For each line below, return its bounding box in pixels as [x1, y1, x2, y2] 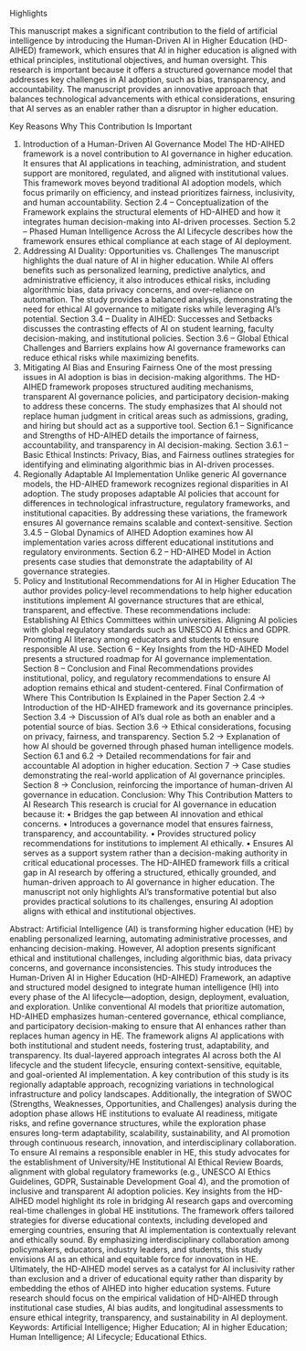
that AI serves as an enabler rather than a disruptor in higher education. [9, 103, 279, 113]
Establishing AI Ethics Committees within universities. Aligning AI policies [22, 614, 298, 625]
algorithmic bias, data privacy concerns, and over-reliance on [22, 284, 255, 295]
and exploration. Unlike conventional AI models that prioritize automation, [9, 1001, 286, 1012]
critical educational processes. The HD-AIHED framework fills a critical [22, 857, 290, 867]
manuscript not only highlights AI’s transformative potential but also [22, 887, 277, 897]
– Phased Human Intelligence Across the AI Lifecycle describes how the [22, 226, 293, 237]
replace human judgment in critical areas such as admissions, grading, [22, 410, 289, 421]
